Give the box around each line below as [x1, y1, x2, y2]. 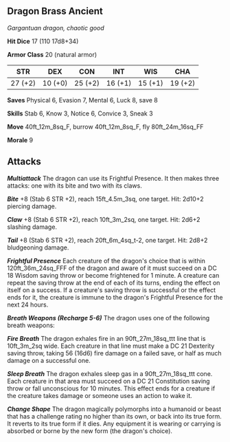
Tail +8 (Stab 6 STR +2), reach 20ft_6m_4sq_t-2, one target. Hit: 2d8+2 [7, 236, 208, 244]
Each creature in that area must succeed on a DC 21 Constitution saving [7, 377, 211, 385]
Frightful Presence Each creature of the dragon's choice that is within [7, 256, 206, 265]
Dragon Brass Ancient [7, 5, 103, 17]
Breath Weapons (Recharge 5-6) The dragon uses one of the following [7, 313, 210, 322]
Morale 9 [7, 135, 34, 144]
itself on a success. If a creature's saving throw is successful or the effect [7, 285, 216, 294]
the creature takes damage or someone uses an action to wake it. [7, 391, 192, 399]
